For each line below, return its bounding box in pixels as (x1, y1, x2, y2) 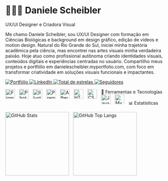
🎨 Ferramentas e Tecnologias (101, 88, 163, 95)
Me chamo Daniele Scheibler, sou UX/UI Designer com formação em (5, 31, 149, 37)
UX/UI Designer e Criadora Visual (5, 21, 75, 27)
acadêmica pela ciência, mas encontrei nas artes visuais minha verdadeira (5, 47, 161, 53)
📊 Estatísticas (128, 100, 159, 106)
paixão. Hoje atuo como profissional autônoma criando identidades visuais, (5, 53, 163, 59)
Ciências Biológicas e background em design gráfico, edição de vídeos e (5, 37, 159, 43)
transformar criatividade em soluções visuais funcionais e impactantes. (5, 69, 155, 75)
